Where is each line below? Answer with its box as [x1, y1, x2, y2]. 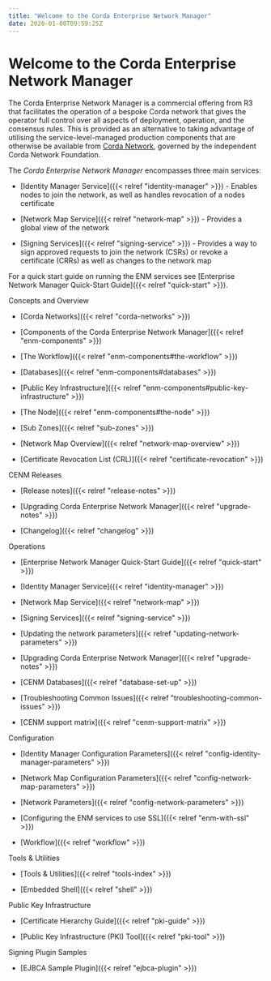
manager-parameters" [19, 757, 95, 767]
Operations [8, 542, 46, 551]
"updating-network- [172, 629, 240, 639]
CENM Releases [8, 470, 62, 480]
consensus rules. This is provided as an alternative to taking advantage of [8, 124, 255, 134]
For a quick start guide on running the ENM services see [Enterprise [8, 272, 235, 281]
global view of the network [19, 223, 110, 233]
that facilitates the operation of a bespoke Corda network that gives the [8, 107, 247, 117]
